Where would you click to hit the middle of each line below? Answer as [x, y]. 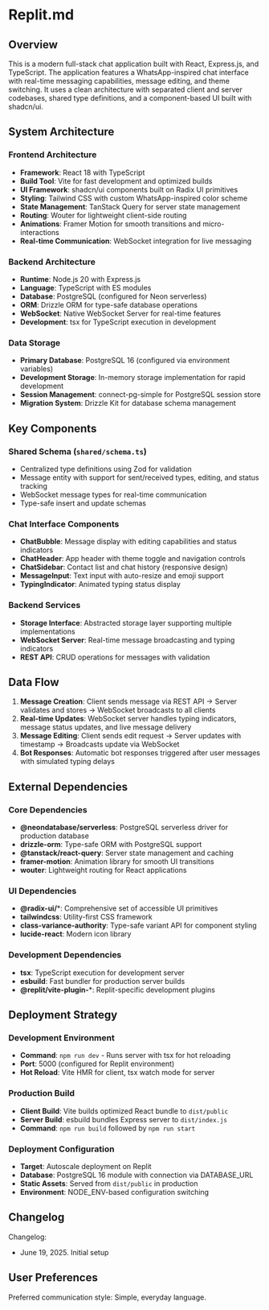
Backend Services [45, 605]
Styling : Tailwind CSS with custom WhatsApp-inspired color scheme [134, 198]
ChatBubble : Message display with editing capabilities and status [128, 542]
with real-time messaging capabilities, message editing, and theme [119, 81]
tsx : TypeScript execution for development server [102, 973]
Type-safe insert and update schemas [83, 503]
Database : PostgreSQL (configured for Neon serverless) [113, 296]
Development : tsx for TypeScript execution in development [118, 322]
